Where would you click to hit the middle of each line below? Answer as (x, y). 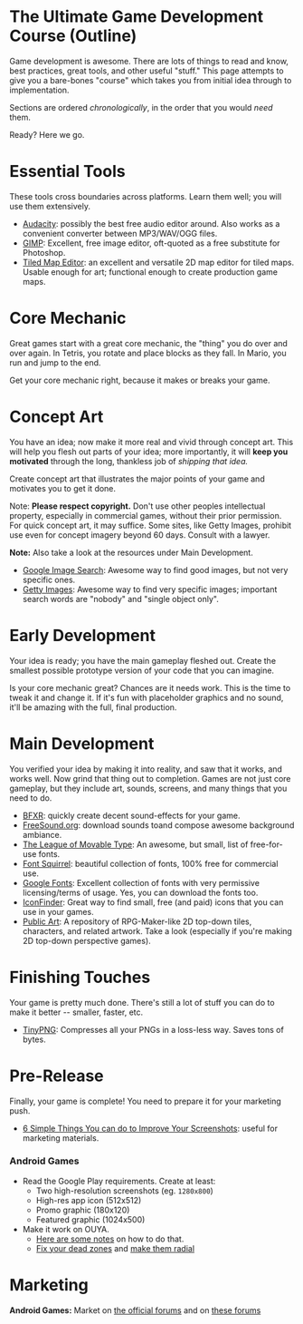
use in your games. (58, 911)
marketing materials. (61, 1138)
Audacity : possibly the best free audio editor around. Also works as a (151, 223)
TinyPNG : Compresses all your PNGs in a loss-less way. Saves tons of (153, 1029)
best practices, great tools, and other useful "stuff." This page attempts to (147, 71)
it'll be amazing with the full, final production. (93, 707)
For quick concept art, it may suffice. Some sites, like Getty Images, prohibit (151, 525)
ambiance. (42, 834)
